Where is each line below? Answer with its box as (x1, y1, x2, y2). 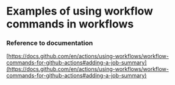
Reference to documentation (6, 39, 93, 47)
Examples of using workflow (6, 4, 154, 18)
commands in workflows (6, 17, 134, 31)
